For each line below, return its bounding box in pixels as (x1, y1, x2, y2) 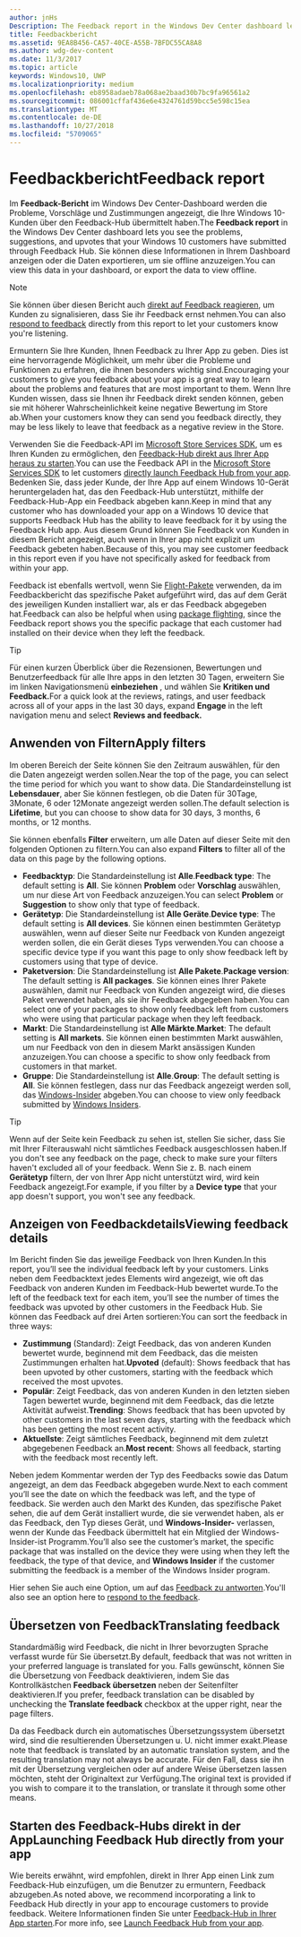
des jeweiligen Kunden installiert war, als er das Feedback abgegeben (9, 598, 267, 609)
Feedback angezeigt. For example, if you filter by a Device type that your (9, 1181, 278, 1192)
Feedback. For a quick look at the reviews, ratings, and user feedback (9, 691, 266, 702)
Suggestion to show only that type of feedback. (21, 899, 200, 909)
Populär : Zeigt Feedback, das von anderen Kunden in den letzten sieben (21, 1386, 290, 1397)
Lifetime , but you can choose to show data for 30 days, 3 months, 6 (9, 807, 262, 818)
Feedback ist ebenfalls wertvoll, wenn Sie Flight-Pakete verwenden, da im (9, 580, 282, 590)
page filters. (9, 1709, 54, 1719)
